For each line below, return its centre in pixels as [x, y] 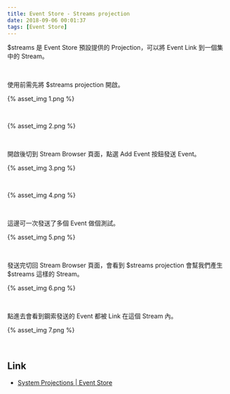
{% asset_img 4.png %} [41, 195]
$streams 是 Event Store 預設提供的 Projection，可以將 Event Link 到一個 [112, 48]
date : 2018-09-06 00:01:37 [47, 20]
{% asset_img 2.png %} [41, 126]
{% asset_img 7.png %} [41, 330]
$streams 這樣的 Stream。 [45, 274]
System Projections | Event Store [65, 383]
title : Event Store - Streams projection [69, 14]
